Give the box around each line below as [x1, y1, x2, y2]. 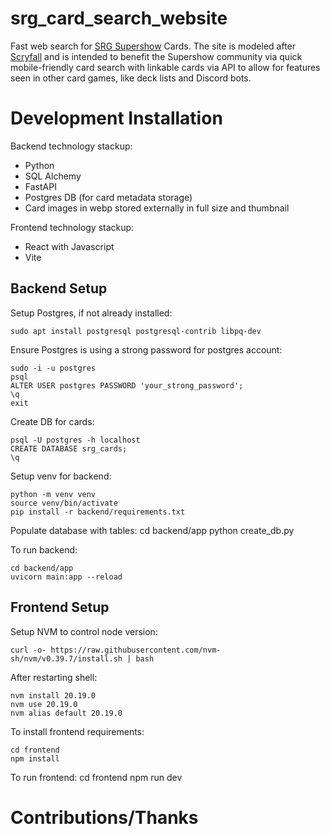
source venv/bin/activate [10, 498, 118, 508]
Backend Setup [10, 280, 108, 297]
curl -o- [10, 645, 47, 655]
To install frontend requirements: [10, 725, 145, 737]
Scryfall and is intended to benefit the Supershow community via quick [10, 50, 303, 62]
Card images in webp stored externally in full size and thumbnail [24, 202, 290, 214]
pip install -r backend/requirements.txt [10, 507, 186, 517]
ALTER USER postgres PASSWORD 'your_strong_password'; [10, 380, 244, 391]
